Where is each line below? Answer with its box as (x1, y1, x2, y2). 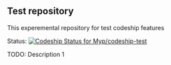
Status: (7, 37, 27, 45)
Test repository (7, 5, 74, 17)
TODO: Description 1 (7, 50, 65, 58)
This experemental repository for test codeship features (7, 23, 165, 31)
